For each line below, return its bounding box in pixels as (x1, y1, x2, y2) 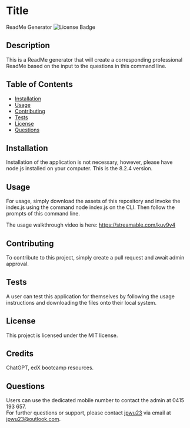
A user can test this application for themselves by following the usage (6, 292, 175, 300)
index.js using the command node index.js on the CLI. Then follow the (6, 204, 175, 211)
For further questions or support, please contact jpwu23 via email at (6, 409, 172, 416)
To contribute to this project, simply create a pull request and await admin (6, 254, 185, 261)
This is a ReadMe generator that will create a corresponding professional (6, 56, 183, 63)
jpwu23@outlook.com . (6, 416, 61, 423)
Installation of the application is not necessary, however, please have (6, 159, 173, 166)
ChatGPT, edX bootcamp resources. (6, 364, 94, 371)
